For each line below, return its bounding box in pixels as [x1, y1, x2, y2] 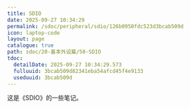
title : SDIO [7, 10, 41, 17]
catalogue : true [7, 42, 54, 49]
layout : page [7, 36, 45, 43]
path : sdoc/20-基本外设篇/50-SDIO [7, 49, 102, 56]
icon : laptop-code [7, 29, 60, 36]
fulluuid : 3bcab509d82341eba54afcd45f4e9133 [13, 67, 144, 74]
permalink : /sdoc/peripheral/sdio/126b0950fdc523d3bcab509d [7, 23, 184, 30]
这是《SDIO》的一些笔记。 [7, 94, 83, 102]
